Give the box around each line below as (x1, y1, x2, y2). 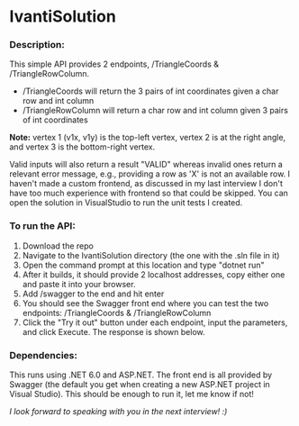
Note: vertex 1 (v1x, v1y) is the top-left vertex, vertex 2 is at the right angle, (9, 132, 286, 143)
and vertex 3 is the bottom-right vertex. (9, 141, 156, 152)
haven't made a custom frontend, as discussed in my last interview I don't (9, 178, 284, 189)
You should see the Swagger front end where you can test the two (22, 297, 269, 308)
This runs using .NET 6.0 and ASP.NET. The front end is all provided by (9, 369, 273, 380)
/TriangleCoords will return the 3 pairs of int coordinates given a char (22, 86, 279, 96)
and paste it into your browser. (22, 278, 136, 289)
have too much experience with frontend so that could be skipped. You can (9, 187, 288, 199)
